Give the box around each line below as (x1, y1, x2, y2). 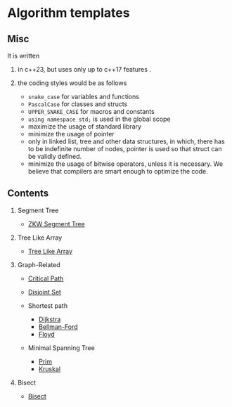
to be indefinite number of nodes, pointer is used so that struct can (27, 145, 223, 153)
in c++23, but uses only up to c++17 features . (17, 65, 151, 73)
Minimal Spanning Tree (27, 343, 95, 352)
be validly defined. (27, 153, 82, 160)
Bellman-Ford (38, 322, 79, 331)
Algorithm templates (7, 5, 130, 21)
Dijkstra (38, 315, 61, 323)
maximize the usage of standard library (27, 122, 142, 131)
